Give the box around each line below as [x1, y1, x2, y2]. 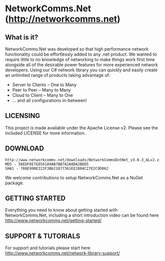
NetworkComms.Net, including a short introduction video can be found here [5, 212, 159, 218]
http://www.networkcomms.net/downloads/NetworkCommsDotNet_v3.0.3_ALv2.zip [5, 157, 164, 163]
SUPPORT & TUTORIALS [5, 232, 81, 240]
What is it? [5, 33, 38, 41]
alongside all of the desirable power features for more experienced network [5, 62, 158, 67]
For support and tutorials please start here [5, 245, 91, 251]
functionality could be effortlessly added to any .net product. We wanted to [5, 51, 157, 57]
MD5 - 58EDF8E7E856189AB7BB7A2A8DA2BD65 [5, 162, 89, 166]
